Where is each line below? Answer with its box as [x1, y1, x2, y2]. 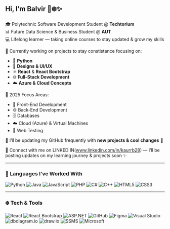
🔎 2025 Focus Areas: [5, 91, 49, 98]
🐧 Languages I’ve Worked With [5, 170, 82, 177]
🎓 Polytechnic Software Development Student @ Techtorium [5, 21, 135, 27]
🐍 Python [12, 58, 33, 64]
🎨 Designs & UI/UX [12, 63, 53, 69]
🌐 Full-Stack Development [12, 73, 70, 80]
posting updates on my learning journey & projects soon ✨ [5, 152, 127, 159]
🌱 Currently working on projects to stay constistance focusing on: [5, 48, 142, 54]
